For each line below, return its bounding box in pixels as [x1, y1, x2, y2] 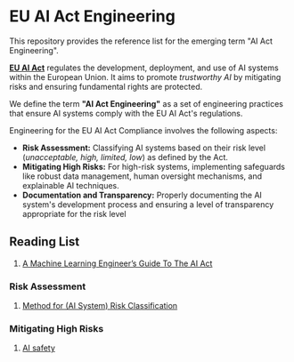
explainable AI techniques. [21, 180, 120, 190]
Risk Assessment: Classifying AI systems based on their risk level [21, 142, 265, 153]
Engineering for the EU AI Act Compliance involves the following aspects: [9, 125, 278, 135]
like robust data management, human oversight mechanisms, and [21, 171, 263, 181]
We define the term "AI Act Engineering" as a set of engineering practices [9, 98, 283, 109]
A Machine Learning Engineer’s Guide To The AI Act [21, 258, 213, 269]
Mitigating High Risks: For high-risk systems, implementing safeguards [21, 161, 285, 172]
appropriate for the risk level [21, 208, 127, 219]
